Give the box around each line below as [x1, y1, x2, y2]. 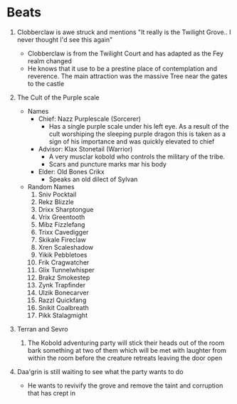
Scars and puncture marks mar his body [48, 159, 167, 168]
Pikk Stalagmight [38, 311, 88, 319]
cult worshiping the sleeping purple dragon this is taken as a [48, 129, 226, 138]
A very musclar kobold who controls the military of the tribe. [48, 152, 226, 161]
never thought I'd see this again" [16, 35, 113, 43]
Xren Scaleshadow [38, 243, 94, 251]
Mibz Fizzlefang [38, 220, 85, 228]
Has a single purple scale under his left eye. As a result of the [48, 122, 229, 130]
